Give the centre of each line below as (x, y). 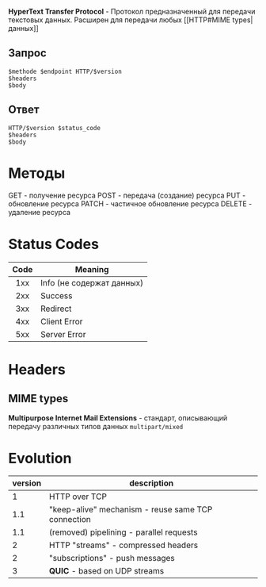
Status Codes (53, 244)
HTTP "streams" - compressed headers (123, 545)
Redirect (56, 309)
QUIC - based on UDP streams (106, 571)
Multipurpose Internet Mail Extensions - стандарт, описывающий (118, 418)
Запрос (28, 54)
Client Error (62, 321)
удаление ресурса (40, 212)
